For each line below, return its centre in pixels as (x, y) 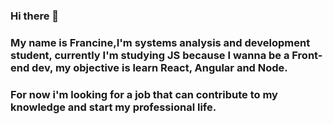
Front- (307, 55)
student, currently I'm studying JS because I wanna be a (150, 55)
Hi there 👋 (35, 16)
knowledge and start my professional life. (113, 107)
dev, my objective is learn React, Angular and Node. (159, 67)
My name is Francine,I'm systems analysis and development (160, 42)
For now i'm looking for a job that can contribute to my (144, 94)
